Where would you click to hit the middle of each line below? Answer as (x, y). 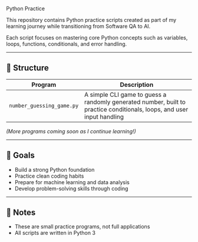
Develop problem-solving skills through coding (71, 188)
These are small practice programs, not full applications (82, 227)
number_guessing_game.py (44, 105)
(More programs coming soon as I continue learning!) (71, 131)
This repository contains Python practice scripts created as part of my (91, 20)
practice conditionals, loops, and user (136, 109)
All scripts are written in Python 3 (55, 233)
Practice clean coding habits (49, 176)
